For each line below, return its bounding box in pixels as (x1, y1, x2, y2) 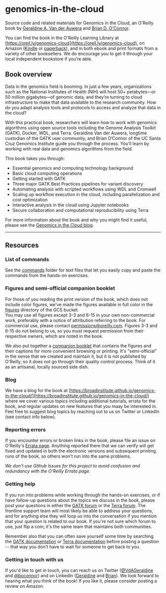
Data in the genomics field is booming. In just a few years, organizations (5, 83, 152, 89)
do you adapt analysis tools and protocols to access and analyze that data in (5, 104, 161, 110)
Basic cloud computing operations (12, 170, 83, 176)
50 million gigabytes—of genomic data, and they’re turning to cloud (5, 94, 142, 100)
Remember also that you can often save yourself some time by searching (5, 533, 154, 539)
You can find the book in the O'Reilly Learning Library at (5, 35, 119, 41)
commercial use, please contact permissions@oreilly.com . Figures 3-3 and (5, 323, 158, 329)
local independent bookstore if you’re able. (5, 56, 92, 62)
